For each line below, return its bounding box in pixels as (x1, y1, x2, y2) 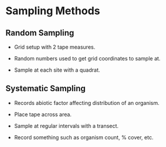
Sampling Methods (5, 4, 100, 18)
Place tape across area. (14, 111, 72, 118)
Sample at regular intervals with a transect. (14, 122, 119, 129)
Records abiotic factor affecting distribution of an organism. (14, 99, 160, 106)
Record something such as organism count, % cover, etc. (14, 133, 154, 140)
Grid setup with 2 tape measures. (14, 43, 96, 50)
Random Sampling (5, 28, 74, 38)
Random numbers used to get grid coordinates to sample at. (14, 55, 161, 62)
